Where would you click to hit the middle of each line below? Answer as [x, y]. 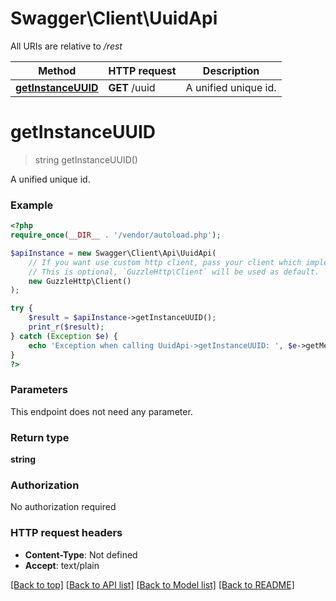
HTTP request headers [66, 533]
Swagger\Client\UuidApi [114, 18]
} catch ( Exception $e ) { [64, 336]
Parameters [39, 390]
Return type [40, 437]
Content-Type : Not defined [81, 554]
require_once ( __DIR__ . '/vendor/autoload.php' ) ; [116, 235]
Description [231, 70]
